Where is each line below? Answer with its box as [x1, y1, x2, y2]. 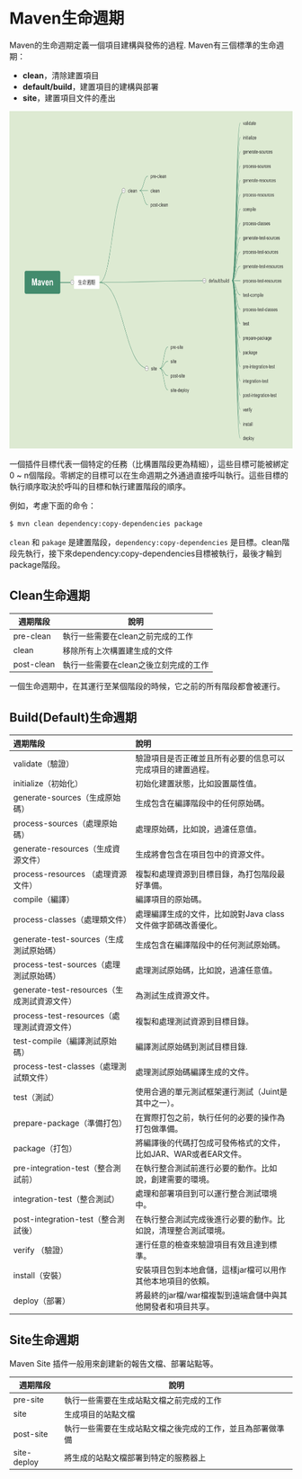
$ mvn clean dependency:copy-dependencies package [9, 519, 203, 528]
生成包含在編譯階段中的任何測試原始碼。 [135, 939, 286, 950]
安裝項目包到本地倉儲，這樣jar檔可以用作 [135, 1265, 287, 1276]
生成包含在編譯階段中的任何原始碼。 [135, 798, 270, 809]
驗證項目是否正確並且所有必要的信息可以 [135, 752, 286, 763]
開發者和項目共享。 [143, 1301, 215, 1312]
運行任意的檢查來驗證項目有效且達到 [135, 1239, 270, 1250]
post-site [13, 1428, 49, 1439]
